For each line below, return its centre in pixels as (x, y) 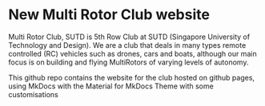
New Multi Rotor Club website (109, 15)
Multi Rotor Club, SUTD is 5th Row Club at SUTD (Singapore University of (129, 37)
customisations (33, 94)
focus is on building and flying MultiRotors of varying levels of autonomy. (128, 62)
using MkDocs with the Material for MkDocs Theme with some (111, 86)
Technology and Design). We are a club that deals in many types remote (127, 45)
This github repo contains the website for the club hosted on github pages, (131, 77)
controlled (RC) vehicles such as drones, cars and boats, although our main (133, 53)
